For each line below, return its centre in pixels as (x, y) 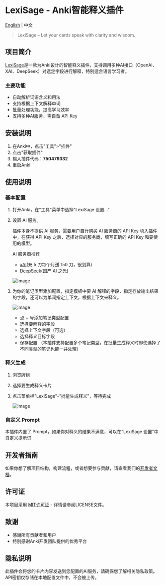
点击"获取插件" (28, 152)
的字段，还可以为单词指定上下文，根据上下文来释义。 (67, 297)
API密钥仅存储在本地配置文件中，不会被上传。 (52, 578)
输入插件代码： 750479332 (40, 158)
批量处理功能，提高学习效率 (41, 110)
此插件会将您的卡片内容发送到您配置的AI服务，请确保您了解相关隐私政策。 (81, 571)
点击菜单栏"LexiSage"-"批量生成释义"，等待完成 (62, 396)
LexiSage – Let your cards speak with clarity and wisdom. (76, 35)
